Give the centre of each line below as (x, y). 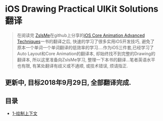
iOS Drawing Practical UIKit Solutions (82, 9)
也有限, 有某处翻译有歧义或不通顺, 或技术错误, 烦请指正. (72, 66)
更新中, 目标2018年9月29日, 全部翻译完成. (68, 83)
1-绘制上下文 (25, 114)
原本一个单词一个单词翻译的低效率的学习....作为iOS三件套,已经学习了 (85, 47)
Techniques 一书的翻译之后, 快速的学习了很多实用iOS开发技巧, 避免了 (86, 41)
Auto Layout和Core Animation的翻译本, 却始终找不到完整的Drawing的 (86, 53)
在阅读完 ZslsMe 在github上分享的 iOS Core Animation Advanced (81, 35)
